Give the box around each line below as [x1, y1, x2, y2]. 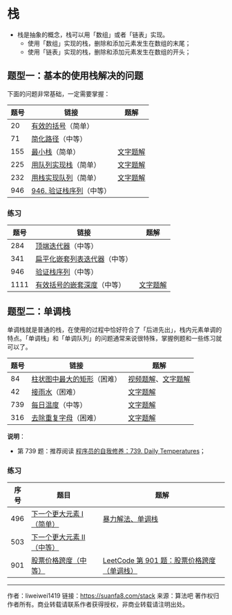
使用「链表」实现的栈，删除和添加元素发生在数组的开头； [27, 48, 191, 56]
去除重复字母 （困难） [31, 413, 101, 422]
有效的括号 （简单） [31, 121, 95, 131]
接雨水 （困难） [31, 387, 81, 397]
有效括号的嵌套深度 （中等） [35, 281, 126, 290]
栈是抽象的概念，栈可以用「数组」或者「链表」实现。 [17, 30, 169, 39]
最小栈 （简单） [31, 146, 81, 156]
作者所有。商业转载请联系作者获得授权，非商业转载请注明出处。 [7, 600, 188, 609]
